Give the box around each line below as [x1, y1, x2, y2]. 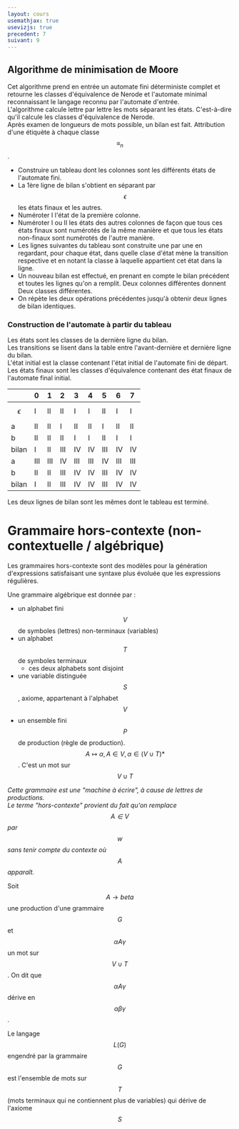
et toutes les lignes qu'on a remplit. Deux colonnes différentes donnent [17, 279, 226, 288]
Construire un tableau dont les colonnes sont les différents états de [17, 166, 216, 174]
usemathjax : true [7, 17, 59, 24]
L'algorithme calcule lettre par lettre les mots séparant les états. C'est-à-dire [7, 105, 232, 113]
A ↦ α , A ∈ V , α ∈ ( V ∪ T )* [85, 749, 166, 758]
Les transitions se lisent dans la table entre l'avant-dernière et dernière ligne [7, 343, 232, 352]
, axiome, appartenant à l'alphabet [17, 694, 119, 702]
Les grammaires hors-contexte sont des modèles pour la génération [7, 561, 208, 569]
